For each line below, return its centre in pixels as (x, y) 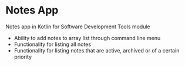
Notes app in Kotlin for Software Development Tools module (78, 27)
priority (23, 57)
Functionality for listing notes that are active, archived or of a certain (97, 50)
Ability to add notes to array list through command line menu (87, 38)
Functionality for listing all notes (53, 44)
